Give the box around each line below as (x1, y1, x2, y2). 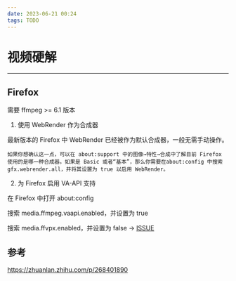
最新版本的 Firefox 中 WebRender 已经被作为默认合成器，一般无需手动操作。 (7, 136, 228, 144)
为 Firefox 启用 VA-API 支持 (17, 179, 96, 188)
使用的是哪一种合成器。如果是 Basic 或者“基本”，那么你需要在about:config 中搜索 (7, 159, 223, 166)
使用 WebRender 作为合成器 (17, 121, 98, 129)
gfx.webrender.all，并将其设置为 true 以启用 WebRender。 (7, 166, 169, 173)
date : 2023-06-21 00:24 (7, 10, 77, 18)
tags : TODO (7, 17, 39, 24)
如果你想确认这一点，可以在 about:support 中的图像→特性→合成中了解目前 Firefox (7, 151, 223, 158)
